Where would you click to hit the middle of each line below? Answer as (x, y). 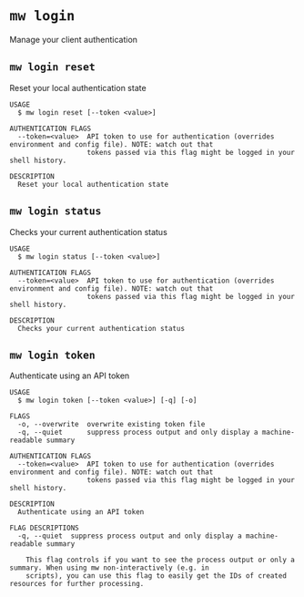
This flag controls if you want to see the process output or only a (161, 560)
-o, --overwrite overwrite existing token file (111, 425)
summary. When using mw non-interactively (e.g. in (109, 568)
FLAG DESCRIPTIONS (44, 528)
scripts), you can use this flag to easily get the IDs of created (156, 576)
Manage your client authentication (74, 39)
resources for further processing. (77, 584)
